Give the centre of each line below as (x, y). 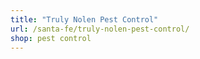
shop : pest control (51, 38)
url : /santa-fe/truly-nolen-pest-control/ (100, 29)
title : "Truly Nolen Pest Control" (84, 19)
